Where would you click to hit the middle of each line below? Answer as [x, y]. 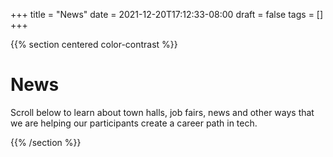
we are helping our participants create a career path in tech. [134, 123]
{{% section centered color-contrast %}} [94, 44]
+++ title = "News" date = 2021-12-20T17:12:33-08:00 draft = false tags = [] [167, 14]
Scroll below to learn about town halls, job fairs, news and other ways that [162, 112]
